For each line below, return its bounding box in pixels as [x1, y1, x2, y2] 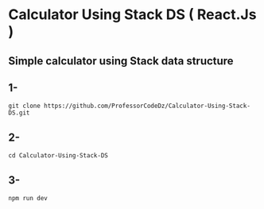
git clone [8, 102, 41, 110]
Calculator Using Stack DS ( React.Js [8, 6, 257, 24]
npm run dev [8, 195, 48, 203]
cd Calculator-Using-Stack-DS [8, 152, 109, 160]
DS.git [8, 109, 30, 117]
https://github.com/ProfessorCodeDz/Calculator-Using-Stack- [43, 102, 250, 110]
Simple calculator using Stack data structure [8, 54, 234, 68]
